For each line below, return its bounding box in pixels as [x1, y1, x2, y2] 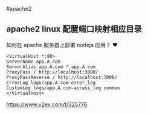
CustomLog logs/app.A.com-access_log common [6, 84, 120, 91]
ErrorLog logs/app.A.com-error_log [6, 80, 96, 86]
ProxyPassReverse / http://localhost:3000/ [6, 74, 118, 80]
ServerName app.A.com [6, 59, 61, 65]
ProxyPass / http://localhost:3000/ [6, 69, 98, 75]
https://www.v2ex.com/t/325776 [6, 101, 88, 108]
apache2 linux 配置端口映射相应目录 [6, 24, 142, 34]
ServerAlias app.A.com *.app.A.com [6, 63, 96, 70]
